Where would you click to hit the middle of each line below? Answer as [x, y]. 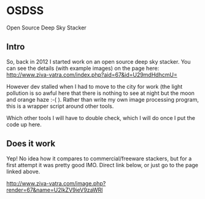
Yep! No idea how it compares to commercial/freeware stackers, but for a [99, 158]
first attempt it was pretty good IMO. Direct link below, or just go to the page [102, 165]
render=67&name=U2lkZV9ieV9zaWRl [55, 190]
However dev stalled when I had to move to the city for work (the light [95, 86]
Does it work [31, 144]
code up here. [24, 124]
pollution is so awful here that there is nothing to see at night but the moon [101, 93]
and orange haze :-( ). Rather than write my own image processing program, [103, 99]
